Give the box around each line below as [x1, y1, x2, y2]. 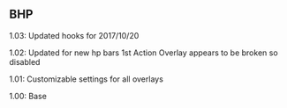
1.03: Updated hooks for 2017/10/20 [9, 30, 140, 40]
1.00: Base [9, 90, 47, 101]
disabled [9, 56, 41, 67]
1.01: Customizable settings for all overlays [9, 74, 163, 84]
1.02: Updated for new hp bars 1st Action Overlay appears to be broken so [9, 47, 278, 58]
